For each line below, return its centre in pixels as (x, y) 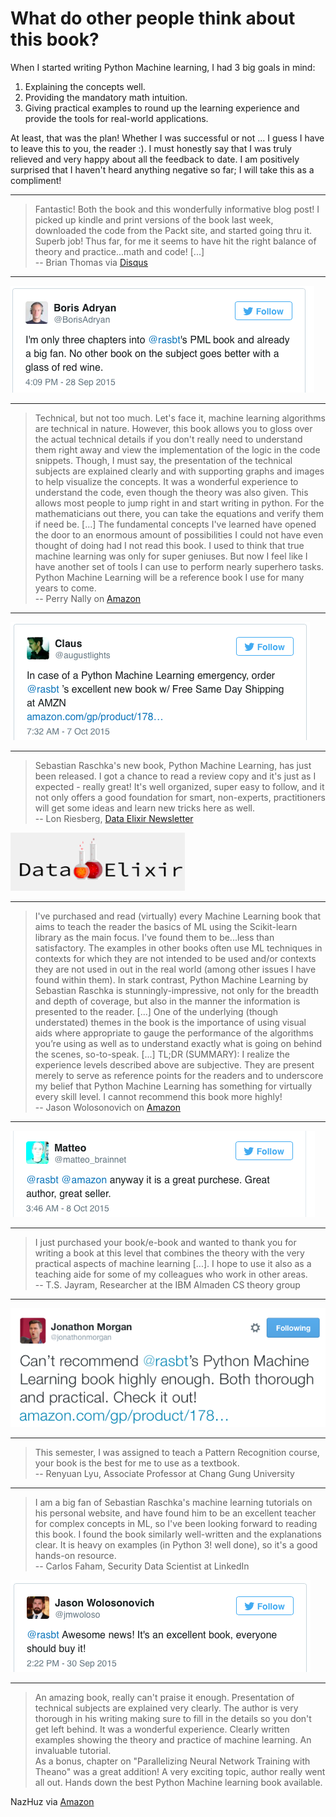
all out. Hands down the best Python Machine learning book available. (178, 1783)
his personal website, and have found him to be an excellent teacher (175, 1513)
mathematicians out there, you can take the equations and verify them (179, 513)
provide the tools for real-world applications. (116, 118)
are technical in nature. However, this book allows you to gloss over (173, 428)
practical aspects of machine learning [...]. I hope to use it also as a (173, 1263)
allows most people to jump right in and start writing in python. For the (179, 503)
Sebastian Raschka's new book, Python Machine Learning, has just (173, 765)
